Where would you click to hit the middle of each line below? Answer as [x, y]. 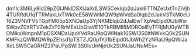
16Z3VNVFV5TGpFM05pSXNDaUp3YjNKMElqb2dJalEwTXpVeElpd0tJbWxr [97, 21]
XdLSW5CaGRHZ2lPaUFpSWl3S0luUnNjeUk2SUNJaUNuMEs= [82, 46]
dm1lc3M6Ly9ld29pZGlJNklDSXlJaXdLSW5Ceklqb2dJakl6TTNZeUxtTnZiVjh [98, 8]
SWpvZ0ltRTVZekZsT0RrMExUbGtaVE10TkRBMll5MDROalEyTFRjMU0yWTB [97, 27]
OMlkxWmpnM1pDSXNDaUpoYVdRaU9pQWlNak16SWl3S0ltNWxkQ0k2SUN [98, 33]
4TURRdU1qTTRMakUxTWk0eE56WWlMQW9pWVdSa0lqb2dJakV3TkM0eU [98, 15]
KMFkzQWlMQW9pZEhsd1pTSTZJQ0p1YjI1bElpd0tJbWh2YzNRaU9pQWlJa [97, 39]
